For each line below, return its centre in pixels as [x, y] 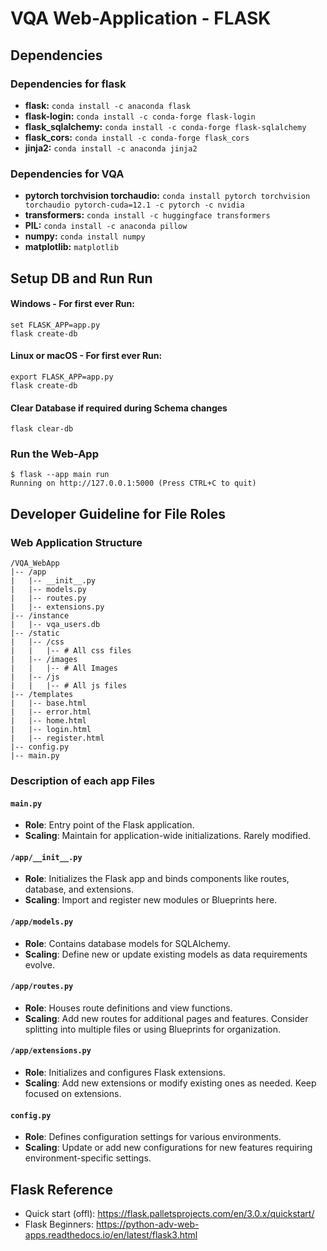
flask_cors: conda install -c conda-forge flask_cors [137, 137]
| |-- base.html [48, 703]
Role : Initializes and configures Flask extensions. [125, 1073]
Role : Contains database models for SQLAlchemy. [127, 943]
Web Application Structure [76, 542]
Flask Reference [62, 1189]
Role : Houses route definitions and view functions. [128, 1008]
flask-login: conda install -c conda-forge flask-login [140, 116]
